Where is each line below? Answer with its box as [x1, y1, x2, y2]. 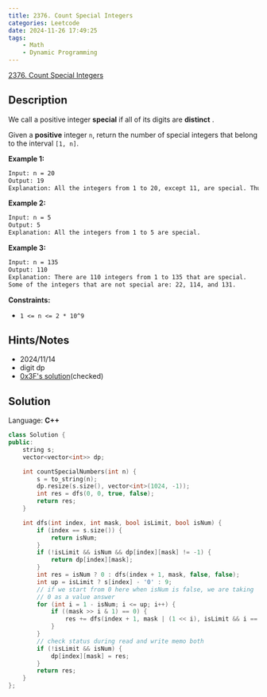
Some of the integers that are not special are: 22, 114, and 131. [8, 280, 237, 289]
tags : [8, 33, 26, 42]
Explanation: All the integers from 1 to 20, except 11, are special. [8, 184, 247, 192]
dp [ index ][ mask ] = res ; [50, 652, 130, 660]
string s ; [22, 446, 56, 454]
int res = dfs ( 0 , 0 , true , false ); [37, 490, 155, 498]
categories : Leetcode [8, 19, 80, 27]
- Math [22, 41, 44, 49]
